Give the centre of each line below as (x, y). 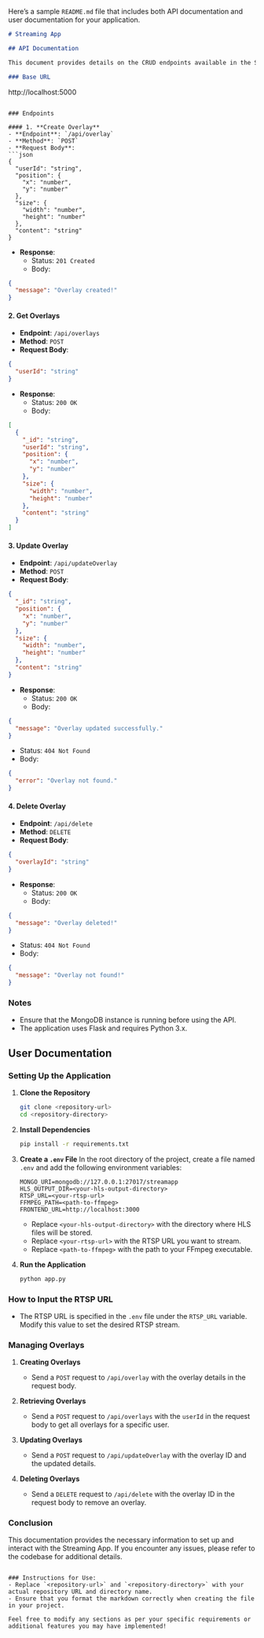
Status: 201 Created (63, 260)
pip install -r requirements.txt (74, 1144)
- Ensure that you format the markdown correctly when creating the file (132, 1599)
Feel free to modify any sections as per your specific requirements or (130, 1619)
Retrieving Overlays (53, 1401)
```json (21, 154)
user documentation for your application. (74, 20)
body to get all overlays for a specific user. (100, 1424)
